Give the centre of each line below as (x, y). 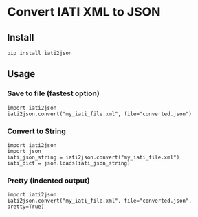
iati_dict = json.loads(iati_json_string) (69, 163)
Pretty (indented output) (49, 181)
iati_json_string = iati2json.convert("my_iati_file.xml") (93, 157)
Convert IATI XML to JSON (84, 12)
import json (24, 151)
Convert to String (37, 131)
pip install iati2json (40, 53)
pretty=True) (26, 207)
